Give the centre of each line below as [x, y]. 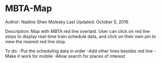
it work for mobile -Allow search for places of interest [71, 56]
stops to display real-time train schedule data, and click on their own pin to [80, 36]
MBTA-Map [29, 8]
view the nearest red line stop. [36, 41]
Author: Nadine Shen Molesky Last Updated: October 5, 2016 [67, 22]
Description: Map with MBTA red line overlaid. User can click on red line [78, 31]
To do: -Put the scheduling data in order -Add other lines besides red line [79, 51]
